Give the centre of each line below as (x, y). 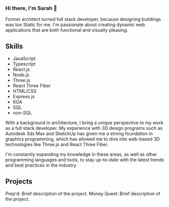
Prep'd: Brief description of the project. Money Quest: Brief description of (83, 193)
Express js (24, 97)
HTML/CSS (25, 91)
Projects (19, 181)
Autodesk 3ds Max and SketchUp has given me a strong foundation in (79, 134)
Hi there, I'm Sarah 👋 (31, 8)
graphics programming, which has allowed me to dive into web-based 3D (83, 139)
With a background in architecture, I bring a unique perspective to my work (84, 123)
